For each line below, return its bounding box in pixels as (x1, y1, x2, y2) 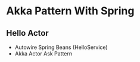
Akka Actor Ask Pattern (14, 50, 73, 57)
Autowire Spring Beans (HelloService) (14, 44, 108, 51)
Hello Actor (6, 28, 49, 38)
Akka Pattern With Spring (6, 4, 135, 18)
